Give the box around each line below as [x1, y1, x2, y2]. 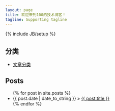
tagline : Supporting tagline [5, 17, 67, 22]
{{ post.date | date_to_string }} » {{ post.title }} [12, 95, 110, 101]
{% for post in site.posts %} [12, 90, 71, 96]
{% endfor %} [12, 101, 42, 107]
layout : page [5, 7, 33, 13]
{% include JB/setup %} [5, 31, 56, 37]
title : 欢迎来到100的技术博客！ [5, 12, 66, 17]
